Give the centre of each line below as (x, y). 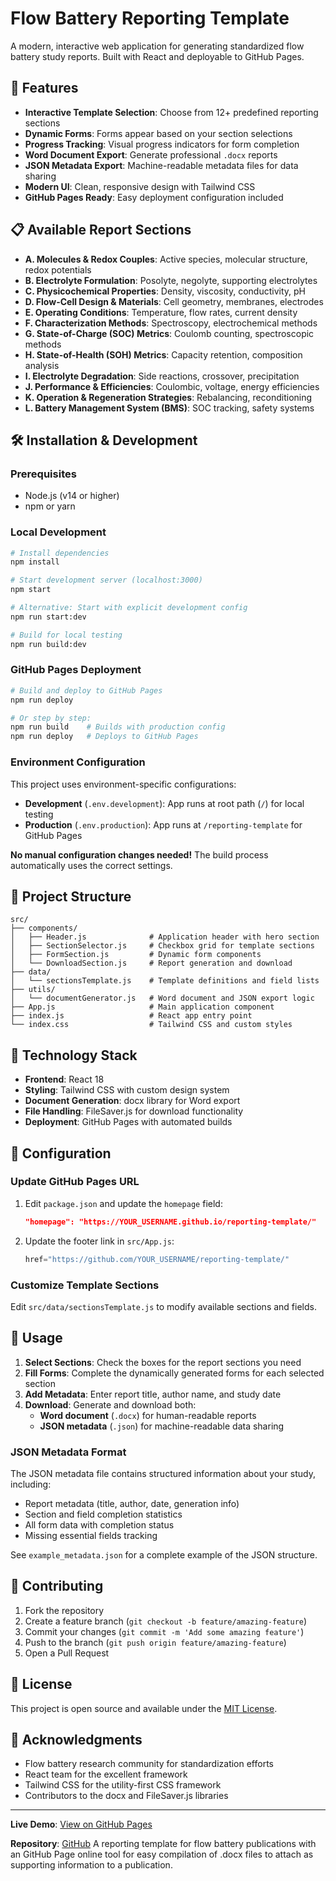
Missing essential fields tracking (91, 1535)
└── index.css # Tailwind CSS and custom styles (151, 1025)
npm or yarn (50, 506)
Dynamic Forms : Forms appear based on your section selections (158, 133)
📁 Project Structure (71, 896)
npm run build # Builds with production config (118, 727)
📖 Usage (36, 1338)
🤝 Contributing (57, 1586)
